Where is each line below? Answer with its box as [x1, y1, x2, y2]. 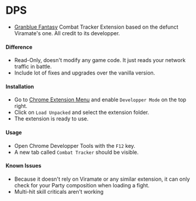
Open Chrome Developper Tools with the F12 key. [14, 142, 135, 149]
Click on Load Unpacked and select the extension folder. [14, 109, 150, 116]
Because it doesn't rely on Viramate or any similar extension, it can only [14, 175, 190, 183]
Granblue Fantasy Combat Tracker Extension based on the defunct [14, 23, 179, 30]
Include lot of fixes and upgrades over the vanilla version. [14, 69, 155, 76]
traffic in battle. [14, 63, 52, 70]
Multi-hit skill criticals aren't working [14, 188, 104, 195]
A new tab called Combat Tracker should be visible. [14, 149, 139, 156]
